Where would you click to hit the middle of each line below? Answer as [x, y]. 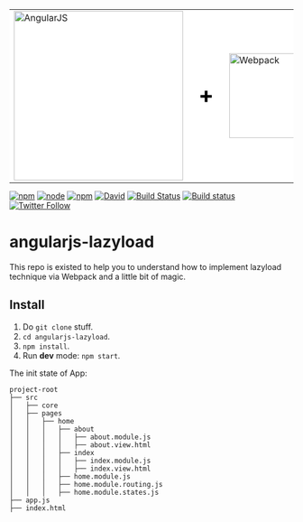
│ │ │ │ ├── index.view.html [80, 469]
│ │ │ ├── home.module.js [70, 476]
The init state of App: [48, 373]
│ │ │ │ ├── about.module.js [80, 437]
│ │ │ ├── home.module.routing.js [87, 484]
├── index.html [38, 508]
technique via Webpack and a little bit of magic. [98, 276]
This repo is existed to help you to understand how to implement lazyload [146, 266]
